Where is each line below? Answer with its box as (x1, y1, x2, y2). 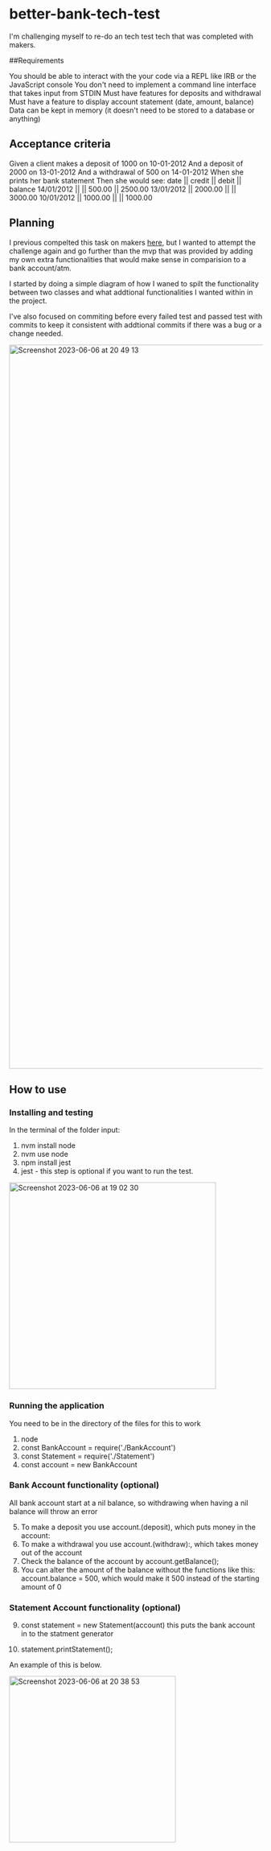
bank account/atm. (9, 263, 72, 273)
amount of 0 (20, 1582, 62, 1591)
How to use (9, 1083, 67, 1096)
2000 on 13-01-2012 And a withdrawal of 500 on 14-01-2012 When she (9, 167, 244, 177)
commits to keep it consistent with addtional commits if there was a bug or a (9, 319, 262, 330)
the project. (9, 295, 47, 306)
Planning (9, 216, 55, 230)
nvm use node (20, 1150, 69, 1159)
